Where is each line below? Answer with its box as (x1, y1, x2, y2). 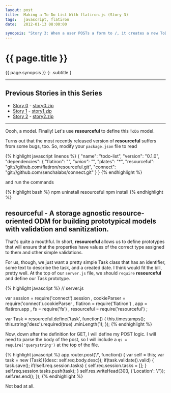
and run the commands (5, 179, 54, 185)
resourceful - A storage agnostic (5, 209, 111, 218)
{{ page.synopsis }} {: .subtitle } (5, 70, 72, 76)
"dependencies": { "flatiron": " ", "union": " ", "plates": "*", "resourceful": (5, 158, 155, 164)
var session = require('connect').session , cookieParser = (5, 295, 126, 301)
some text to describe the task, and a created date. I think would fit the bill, (5, 264, 162, 270)
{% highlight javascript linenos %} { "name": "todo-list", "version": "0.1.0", (5, 153, 160, 159)
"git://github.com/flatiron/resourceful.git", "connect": (5, 164, 116, 170)
